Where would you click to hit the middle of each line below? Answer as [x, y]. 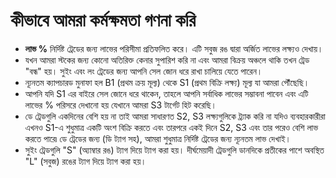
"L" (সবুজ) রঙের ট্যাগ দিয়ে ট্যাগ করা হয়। [85, 161]
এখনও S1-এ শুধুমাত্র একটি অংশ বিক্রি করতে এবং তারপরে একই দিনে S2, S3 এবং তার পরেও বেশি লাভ [171, 127]
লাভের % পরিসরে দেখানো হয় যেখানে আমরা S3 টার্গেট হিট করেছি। [121, 105]
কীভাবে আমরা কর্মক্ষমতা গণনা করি [103, 20]
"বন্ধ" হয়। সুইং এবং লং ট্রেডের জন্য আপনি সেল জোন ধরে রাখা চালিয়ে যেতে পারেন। [143, 71]
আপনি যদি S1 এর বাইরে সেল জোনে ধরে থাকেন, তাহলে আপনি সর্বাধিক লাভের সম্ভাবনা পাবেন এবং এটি [166, 93]
